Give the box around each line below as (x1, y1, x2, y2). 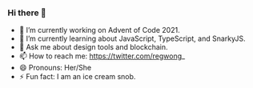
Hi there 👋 (7, 7, 47, 18)
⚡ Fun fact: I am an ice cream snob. (18, 72, 136, 82)
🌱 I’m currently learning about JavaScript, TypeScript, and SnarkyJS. (18, 34, 246, 43)
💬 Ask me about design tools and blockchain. (18, 42, 169, 52)
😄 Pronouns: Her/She (18, 63, 92, 73)
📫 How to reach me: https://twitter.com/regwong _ (18, 51, 186, 61)
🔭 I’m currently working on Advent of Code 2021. (18, 26, 181, 35)
